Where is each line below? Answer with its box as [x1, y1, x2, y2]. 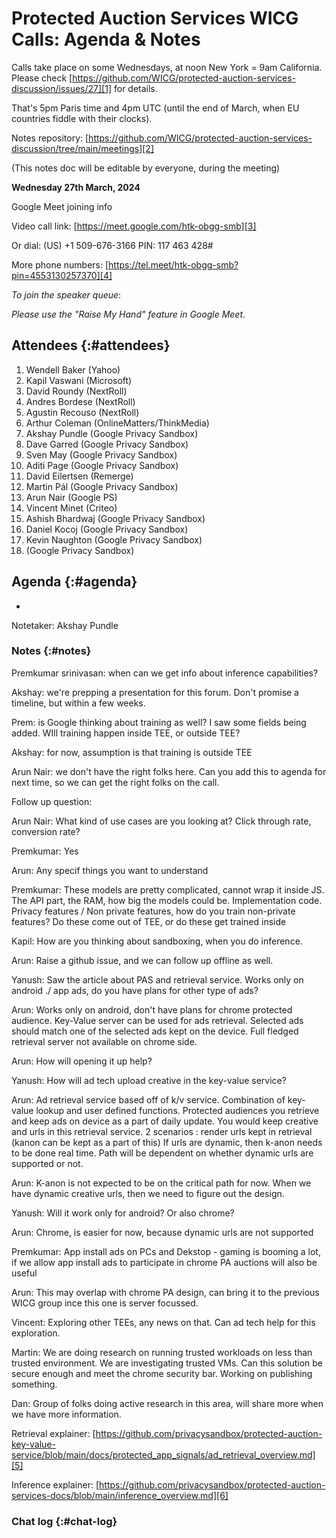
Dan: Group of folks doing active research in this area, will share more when [11, 1397, 324, 1409]
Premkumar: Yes [11, 845, 79, 857]
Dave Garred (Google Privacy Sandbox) [25, 438, 189, 450]
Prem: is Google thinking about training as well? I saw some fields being [11, 716, 307, 728]
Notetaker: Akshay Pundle [11, 619, 119, 631]
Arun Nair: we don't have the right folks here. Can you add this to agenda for [11, 765, 327, 777]
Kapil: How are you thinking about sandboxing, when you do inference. [11, 935, 303, 947]
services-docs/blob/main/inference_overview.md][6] [11, 1489, 229, 1501]
